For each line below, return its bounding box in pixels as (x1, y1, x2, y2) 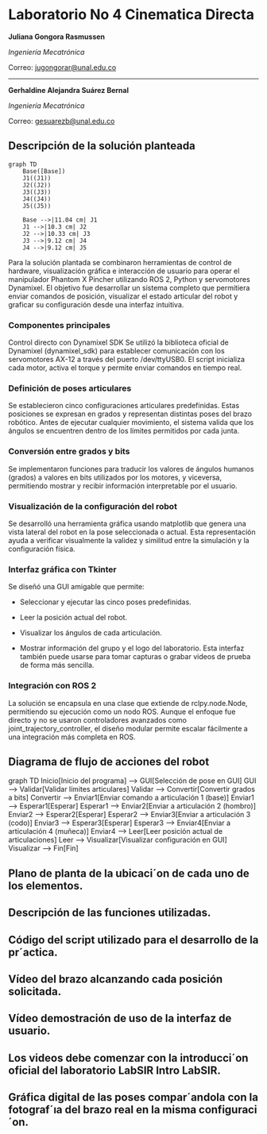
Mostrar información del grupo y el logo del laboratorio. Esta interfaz (19, 643, 245, 653)
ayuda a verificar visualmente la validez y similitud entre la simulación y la (8, 535, 250, 545)
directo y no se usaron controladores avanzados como (8, 715, 187, 724)
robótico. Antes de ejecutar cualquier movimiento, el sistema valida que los (8, 418, 254, 427)
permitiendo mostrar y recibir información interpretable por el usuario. (8, 480, 238, 490)
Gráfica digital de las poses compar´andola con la (8, 1090, 258, 1105)
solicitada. (8, 985, 62, 998)
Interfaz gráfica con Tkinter (8, 564, 117, 575)
